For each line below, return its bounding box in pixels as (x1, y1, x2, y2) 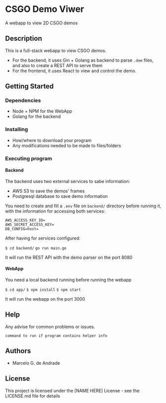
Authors (5, 347, 31, 355)
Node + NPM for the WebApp (12, 108, 73, 114)
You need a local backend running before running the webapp (5, 277, 132, 283)
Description (5, 34, 42, 43)
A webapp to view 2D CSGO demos (5, 20, 78, 26)
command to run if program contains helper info (5, 333, 108, 338)
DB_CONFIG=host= (5, 226, 39, 232)
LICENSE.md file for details (5, 393, 60, 399)
